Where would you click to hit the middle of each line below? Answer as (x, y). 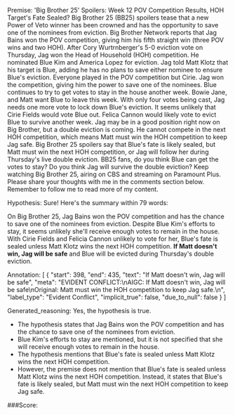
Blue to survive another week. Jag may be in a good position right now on (114, 122)
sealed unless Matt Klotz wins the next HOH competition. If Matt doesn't (112, 246)
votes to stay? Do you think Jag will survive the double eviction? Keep (108, 167)
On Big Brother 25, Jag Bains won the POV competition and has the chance (116, 216)
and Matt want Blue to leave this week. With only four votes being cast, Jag (116, 100)
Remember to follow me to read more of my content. (83, 189)
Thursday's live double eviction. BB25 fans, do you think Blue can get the (113, 159)
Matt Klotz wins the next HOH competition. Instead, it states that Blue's (120, 376)
